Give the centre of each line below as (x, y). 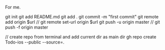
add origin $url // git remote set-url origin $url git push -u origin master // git (83, 22)
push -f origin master (27, 27)
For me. (13, 7)
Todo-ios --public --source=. (35, 42)
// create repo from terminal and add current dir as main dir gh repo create (81, 37)
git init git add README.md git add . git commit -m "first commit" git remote (82, 17)
